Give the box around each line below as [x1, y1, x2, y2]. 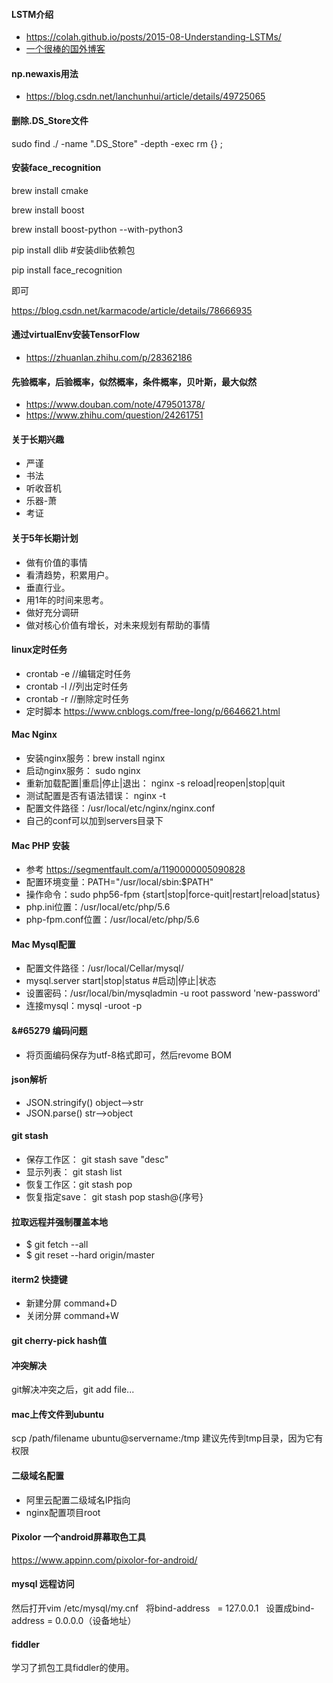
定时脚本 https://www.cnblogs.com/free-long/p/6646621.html [25, 705, 281, 717]
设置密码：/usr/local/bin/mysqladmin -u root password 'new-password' [25, 987, 321, 999]
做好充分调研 [25, 606, 79, 618]
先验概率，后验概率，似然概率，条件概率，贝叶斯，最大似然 [11, 375, 257, 388]
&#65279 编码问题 [11, 1025, 88, 1037]
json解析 [11, 1074, 48, 1086]
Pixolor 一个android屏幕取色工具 [11, 1531, 146, 1543]
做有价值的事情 [25, 556, 88, 568]
